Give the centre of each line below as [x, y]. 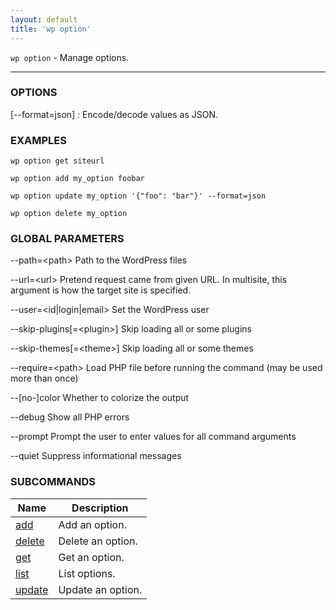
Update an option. [100, 589]
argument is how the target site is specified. [101, 290]
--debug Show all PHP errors [70, 417]
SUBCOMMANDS [53, 482]
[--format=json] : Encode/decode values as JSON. [114, 114]
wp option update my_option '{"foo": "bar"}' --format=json [138, 196]
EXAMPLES [38, 140]
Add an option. [92, 524]
